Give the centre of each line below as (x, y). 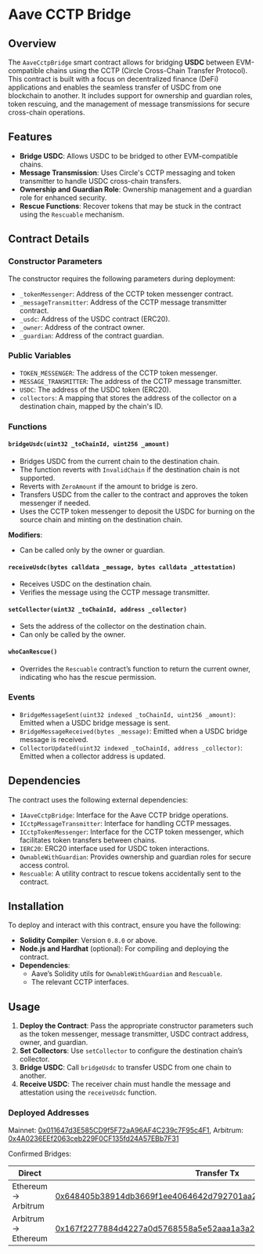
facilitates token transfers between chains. (88, 840)
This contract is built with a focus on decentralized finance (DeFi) (113, 79)
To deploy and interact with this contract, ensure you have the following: (124, 925)
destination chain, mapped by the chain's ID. (91, 406)
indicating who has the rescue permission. (88, 677)
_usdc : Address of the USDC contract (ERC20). (95, 319)
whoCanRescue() (33, 652)
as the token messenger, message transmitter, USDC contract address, (134, 1034)
